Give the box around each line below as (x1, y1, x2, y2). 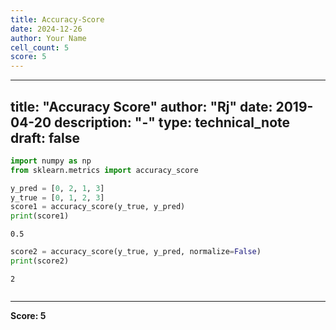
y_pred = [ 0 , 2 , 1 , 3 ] (10, 183, 105, 193)
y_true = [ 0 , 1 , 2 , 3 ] (10, 192, 105, 203)
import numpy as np (10, 156, 92, 166)
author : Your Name (10, 33, 87, 43)
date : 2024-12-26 (10, 24, 83, 34)
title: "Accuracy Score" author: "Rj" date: (10, 98, 273, 115)
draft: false (10, 129, 80, 146)
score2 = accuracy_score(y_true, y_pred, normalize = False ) (10, 247, 262, 257)
